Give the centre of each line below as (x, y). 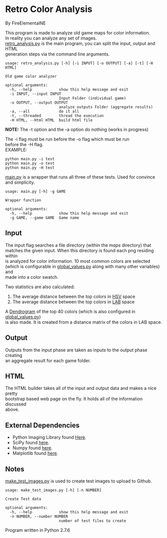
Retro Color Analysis (49, 9)
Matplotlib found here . (35, 453)
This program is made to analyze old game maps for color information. (78, 33)
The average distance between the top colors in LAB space (73, 302)
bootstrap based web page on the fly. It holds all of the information (74, 399)
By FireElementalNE (25, 23)
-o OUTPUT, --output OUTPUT (39, 103)
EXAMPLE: (16, 150)
